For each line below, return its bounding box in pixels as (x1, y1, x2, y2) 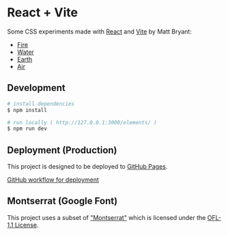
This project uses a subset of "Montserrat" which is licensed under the (7, 213, 206, 221)
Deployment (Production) (7, 144, 117, 156)
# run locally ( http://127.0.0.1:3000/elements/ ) (7, 119, 157, 126)
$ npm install (7, 107, 48, 113)
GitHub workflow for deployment (7, 176, 99, 184)
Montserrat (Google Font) (7, 195, 118, 207)
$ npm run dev (7, 125, 48, 133)
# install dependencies (7, 100, 75, 107)
